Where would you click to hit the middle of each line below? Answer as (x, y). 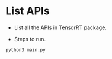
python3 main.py (25, 50)
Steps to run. (30, 39)
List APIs (28, 11)
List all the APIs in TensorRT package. (60, 27)
